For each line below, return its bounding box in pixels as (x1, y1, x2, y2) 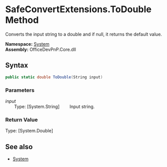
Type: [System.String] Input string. (14, 103, 95, 110)
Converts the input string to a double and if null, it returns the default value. (5, 31, 162, 37)
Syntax (5, 61, 28, 70)
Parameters (5, 86, 34, 93)
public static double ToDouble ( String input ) (5, 75, 103, 80)
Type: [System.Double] (5, 128, 53, 134)
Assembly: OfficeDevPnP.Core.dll (5, 46, 76, 52)
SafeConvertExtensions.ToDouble (5, 4, 152, 15)
